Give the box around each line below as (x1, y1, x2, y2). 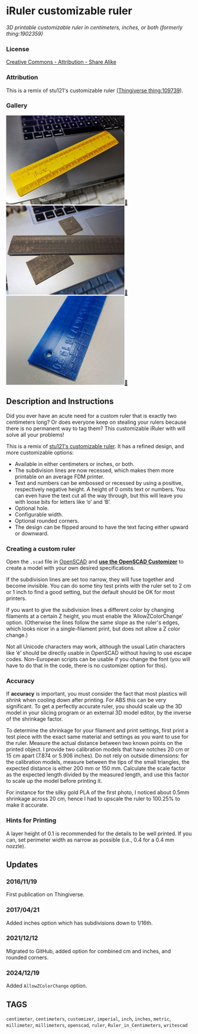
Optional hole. (14, 505, 49, 512)
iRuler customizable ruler (6, 4, 132, 18)
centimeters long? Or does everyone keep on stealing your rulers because (6, 418, 187, 426)
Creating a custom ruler (6, 544, 76, 553)
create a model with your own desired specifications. (6, 564, 135, 571)
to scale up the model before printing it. (6, 778, 102, 785)
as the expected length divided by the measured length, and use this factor (6, 771, 189, 778)
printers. (6, 595, 27, 602)
